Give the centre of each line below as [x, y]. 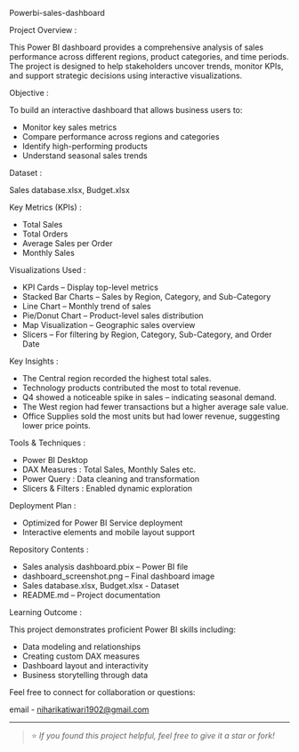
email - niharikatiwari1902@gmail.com [79, 709]
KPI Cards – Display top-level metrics [90, 287]
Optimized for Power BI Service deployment [102, 523]
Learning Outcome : [46, 612]
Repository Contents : [49, 549]
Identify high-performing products [85, 146]
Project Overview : [43, 30]
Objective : [29, 93]
